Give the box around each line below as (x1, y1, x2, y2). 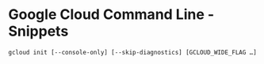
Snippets (8, 22, 69, 40)
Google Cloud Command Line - (8, 6, 215, 24)
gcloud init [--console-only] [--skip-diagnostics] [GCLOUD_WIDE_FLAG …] (8, 48, 258, 56)
